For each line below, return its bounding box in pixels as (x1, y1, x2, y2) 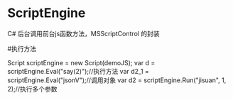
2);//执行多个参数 (7, 84, 58, 93)
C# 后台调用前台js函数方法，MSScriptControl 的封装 (7, 29, 160, 38)
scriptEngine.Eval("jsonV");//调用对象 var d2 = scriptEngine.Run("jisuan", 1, (7, 76, 227, 84)
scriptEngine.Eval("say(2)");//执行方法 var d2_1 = (7, 67, 149, 75)
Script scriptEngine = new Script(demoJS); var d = (7, 58, 156, 67)
